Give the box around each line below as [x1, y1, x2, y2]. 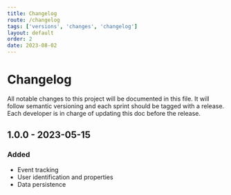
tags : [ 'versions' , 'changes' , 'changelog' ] [7, 23, 138, 30]
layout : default [7, 29, 54, 37]
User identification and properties [17, 173, 113, 181]
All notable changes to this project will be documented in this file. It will [7, 94, 210, 103]
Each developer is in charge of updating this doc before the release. [7, 109, 201, 117]
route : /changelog [7, 17, 60, 23]
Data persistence [17, 180, 66, 188]
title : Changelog [7, 10, 57, 17]
